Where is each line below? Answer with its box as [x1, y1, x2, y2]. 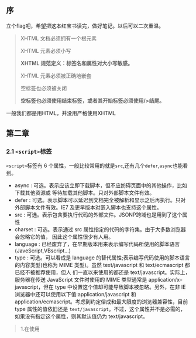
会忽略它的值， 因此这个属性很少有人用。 [14, 233, 114, 240]
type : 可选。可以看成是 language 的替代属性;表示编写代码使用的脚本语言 [14, 254, 190, 261]
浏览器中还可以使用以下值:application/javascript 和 [14, 290, 136, 298]
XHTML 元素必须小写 [20, 47, 71, 54]
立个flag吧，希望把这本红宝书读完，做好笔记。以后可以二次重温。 [6, 22, 164, 29]
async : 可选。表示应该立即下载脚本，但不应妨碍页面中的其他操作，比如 [14, 181, 188, 189]
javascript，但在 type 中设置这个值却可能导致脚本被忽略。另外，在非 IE [14, 283, 186, 290]
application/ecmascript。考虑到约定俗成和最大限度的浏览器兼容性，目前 [14, 298, 188, 305]
